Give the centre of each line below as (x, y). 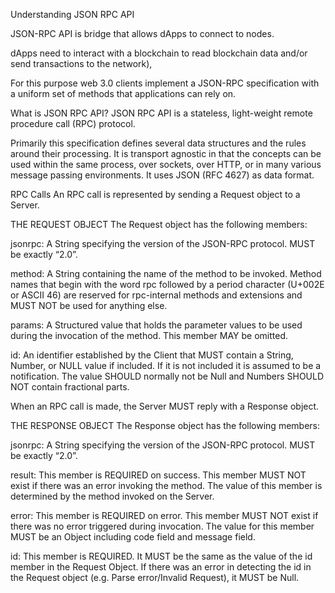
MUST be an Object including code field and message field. (133, 537)
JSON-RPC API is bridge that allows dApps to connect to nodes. (142, 33)
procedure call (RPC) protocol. (73, 123)
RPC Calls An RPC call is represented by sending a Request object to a (155, 194)
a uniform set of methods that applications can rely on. (123, 93)
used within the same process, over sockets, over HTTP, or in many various (166, 164)
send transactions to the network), (81, 63)
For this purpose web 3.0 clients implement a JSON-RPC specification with (165, 83)
